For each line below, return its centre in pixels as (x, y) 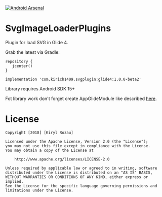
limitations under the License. (39, 190)
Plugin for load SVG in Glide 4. (37, 42)
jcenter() (22, 66)
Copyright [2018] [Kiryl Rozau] (39, 133)
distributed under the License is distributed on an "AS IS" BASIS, (79, 173)
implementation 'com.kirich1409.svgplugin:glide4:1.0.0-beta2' (73, 79)
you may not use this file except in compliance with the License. (78, 146)
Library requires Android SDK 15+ (40, 88)
